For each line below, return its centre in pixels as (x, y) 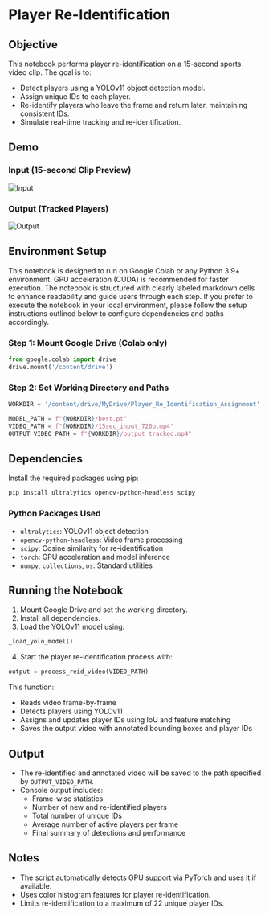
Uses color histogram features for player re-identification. (115, 894)
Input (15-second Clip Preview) (70, 170)
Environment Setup (57, 251)
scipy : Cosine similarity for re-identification (92, 548)
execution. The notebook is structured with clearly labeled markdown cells (132, 288)
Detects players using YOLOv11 (71, 711)
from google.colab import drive (62, 359)
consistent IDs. (45, 113)
